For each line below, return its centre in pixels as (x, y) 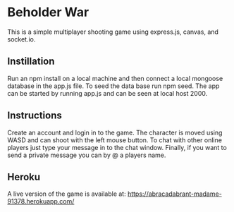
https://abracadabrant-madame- (174, 194)
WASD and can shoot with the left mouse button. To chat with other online (115, 140)
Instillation (31, 62)
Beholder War (48, 12)
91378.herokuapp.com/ (41, 201)
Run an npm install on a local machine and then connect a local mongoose (115, 78)
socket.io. (21, 39)
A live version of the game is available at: (67, 194)
